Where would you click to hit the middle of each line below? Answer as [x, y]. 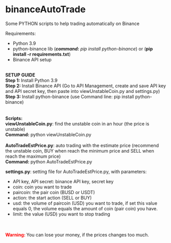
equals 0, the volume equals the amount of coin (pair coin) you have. [85, 208]
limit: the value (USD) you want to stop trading [61, 214]
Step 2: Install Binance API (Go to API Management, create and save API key [86, 86]
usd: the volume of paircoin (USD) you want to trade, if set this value [85, 203]
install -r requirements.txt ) [41, 54]
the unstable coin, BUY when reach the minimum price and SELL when [80, 151]
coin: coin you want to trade [42, 187]
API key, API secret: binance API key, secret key [63, 181]
